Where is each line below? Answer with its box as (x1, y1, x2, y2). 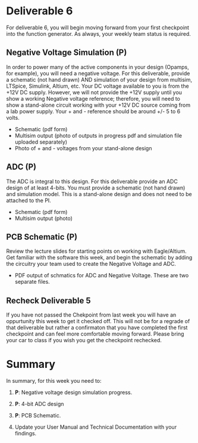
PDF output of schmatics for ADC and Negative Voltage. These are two (14, 272, 189, 279)
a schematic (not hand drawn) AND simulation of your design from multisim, (6, 76, 193, 83)
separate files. (14, 278, 51, 286)
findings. (14, 430, 37, 437)
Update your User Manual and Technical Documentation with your (14, 423, 177, 430)
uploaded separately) (14, 138, 67, 145)
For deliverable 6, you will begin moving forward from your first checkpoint (6, 24, 189, 31)
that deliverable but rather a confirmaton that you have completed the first (6, 324, 188, 332)
